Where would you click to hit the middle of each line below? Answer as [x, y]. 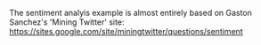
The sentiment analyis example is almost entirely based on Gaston [130, 13]
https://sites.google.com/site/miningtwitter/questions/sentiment [126, 31]
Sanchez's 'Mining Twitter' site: [67, 22]
